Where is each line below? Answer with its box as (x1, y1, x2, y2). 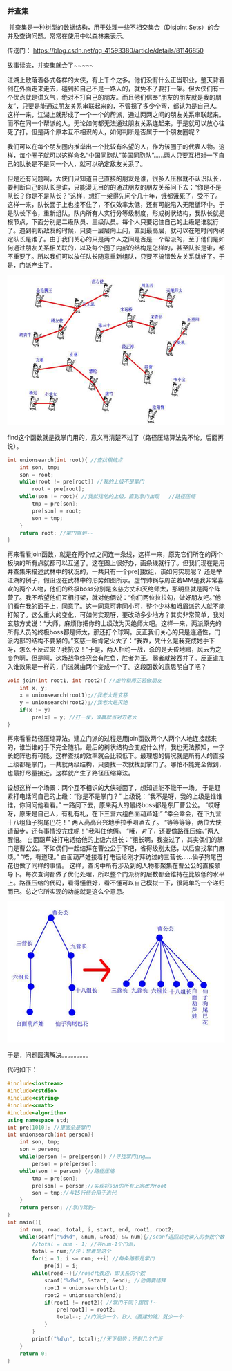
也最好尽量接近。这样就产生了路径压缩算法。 (7, 769, 135, 777)
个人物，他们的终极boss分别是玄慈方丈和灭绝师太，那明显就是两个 (25, 585, 215, 593)
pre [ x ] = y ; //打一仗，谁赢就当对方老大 (32, 714, 137, 721)
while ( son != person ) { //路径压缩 (19, 1168, 115, 1175)
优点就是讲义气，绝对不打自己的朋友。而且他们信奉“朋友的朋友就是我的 (12, 93, 216, 102)
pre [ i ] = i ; (43, 1262, 79, 1270)
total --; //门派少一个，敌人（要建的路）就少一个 (56, 1314, 184, 1321)
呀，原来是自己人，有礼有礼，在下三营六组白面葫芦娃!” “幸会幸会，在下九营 (7, 809, 222, 818)
